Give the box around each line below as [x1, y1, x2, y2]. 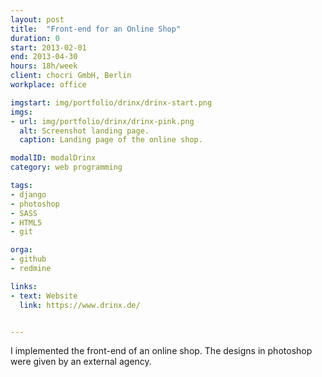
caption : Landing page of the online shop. [19, 135, 203, 145]
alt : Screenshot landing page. [19, 126, 150, 136]
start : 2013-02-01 [10, 42, 87, 53]
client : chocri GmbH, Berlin [10, 71, 132, 81]
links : [10, 281, 38, 291]
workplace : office [10, 80, 87, 90]
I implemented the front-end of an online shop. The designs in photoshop [10, 345, 313, 357]
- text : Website [10, 291, 78, 301]
